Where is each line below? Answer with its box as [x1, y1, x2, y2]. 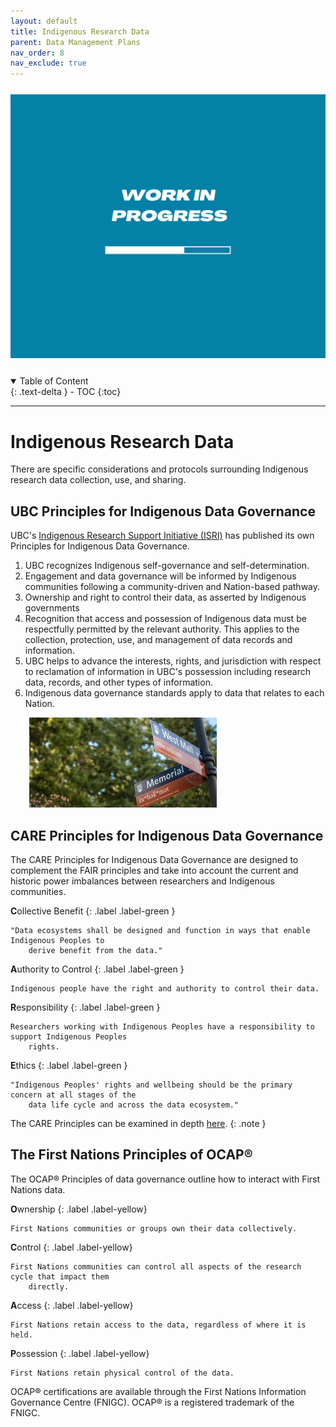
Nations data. [10, 1183, 66, 1195]
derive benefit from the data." [28, 945, 163, 955]
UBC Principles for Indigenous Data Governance [10, 503, 316, 520]
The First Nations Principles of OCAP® [10, 1146, 253, 1164]
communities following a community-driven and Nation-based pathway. [24, 581, 321, 593]
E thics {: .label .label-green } [10, 1059, 128, 1071]
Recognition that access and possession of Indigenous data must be [24, 613, 307, 625]
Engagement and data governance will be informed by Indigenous [24, 570, 297, 582]
